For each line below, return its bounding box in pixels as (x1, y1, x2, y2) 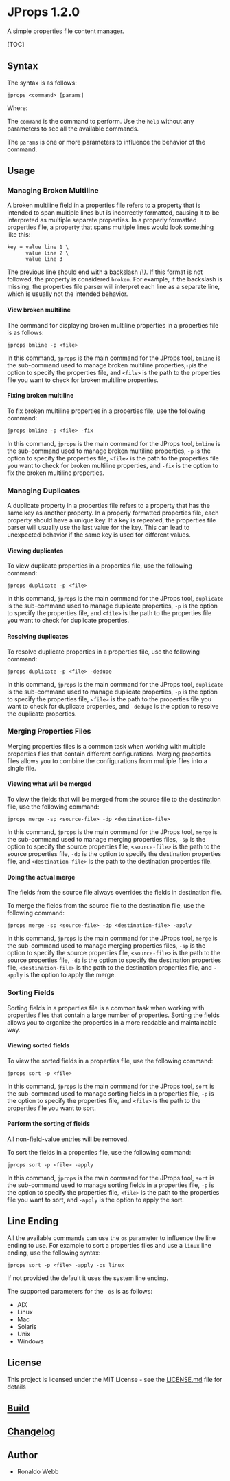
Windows (16, 1336, 44, 1345)
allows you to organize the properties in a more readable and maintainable (7, 1018, 217, 1026)
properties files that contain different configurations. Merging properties (7, 749, 211, 758)
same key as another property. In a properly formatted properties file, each (7, 509, 219, 517)
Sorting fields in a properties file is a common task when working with (7, 1003, 205, 1012)
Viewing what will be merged (7, 780, 91, 788)
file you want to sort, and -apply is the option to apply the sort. (7, 1195, 184, 1204)
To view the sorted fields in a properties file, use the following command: (7, 1056, 214, 1065)
